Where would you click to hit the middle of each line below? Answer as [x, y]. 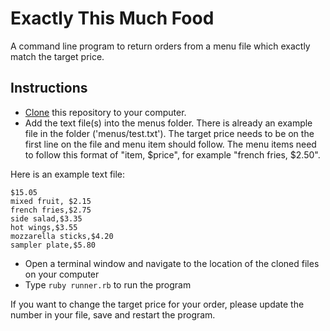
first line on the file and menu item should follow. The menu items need [170, 144]
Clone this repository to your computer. [105, 112]
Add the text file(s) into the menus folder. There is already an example [168, 123]
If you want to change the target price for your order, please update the [157, 304]
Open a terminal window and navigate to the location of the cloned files [172, 263]
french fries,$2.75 [51, 210]
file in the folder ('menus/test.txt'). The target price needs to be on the [169, 133]
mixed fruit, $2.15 [51, 201]
